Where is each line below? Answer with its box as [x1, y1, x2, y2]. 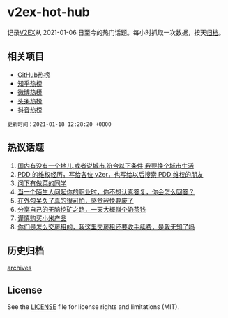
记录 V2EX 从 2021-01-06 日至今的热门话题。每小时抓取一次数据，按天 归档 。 [7, 28, 225, 36]
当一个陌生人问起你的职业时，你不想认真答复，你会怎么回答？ [17, 187, 195, 196]
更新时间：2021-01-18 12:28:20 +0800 [7, 120, 112, 128]
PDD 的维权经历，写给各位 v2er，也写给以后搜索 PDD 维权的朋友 [17, 170, 204, 178]
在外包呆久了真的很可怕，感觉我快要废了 [17, 196, 134, 205]
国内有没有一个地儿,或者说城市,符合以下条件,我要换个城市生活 [17, 161, 194, 170]
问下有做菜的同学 [17, 179, 67, 187]
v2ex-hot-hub [7, 4, 91, 20]
